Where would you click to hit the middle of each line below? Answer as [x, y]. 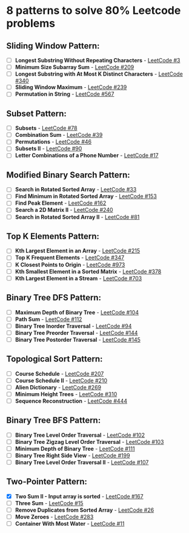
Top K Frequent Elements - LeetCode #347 [70, 257]
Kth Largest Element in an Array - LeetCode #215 [78, 251]
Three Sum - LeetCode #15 [49, 503]
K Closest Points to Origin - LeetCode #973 [70, 265]
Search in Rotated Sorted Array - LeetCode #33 [76, 190]
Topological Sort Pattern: [55, 359]
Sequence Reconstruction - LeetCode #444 [71, 401]
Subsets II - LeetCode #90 [48, 148]
